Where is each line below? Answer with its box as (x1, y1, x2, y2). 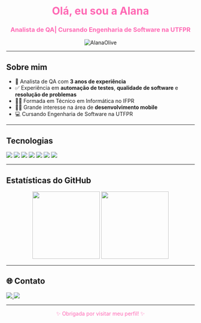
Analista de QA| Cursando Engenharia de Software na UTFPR (10, 26, 191, 34)
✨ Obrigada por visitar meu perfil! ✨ (56, 310, 145, 317)
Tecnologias (6, 136, 53, 146)
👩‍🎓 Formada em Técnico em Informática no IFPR (14, 97, 135, 105)
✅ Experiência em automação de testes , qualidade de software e (14, 84, 178, 92)
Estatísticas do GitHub (6, 175, 92, 185)
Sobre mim (6, 62, 48, 72)
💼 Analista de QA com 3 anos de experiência (14, 78, 126, 85)
